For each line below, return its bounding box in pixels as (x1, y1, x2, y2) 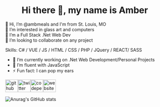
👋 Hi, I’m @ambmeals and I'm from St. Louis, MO (5, 21, 106, 27)
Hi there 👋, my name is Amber (21, 5, 148, 16)
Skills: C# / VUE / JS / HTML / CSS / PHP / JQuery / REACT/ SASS (5, 47, 142, 53)
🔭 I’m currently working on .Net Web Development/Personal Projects (12, 56, 155, 62)
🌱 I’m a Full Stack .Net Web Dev (5, 32, 71, 38)
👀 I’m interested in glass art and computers (5, 26, 94, 32)
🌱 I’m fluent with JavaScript (12, 62, 70, 68)
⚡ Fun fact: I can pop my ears (12, 67, 74, 73)
